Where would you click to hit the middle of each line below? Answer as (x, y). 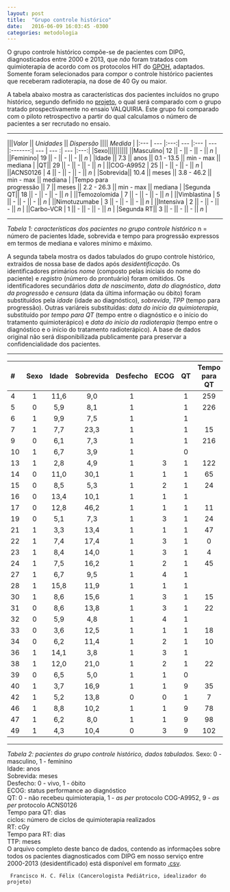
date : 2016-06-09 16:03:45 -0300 (58, 26)
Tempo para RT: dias (36, 834)
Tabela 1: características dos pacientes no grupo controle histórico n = (107, 229)
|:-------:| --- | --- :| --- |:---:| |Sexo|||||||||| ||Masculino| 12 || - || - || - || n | (112, 151)
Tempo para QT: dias (37, 812)
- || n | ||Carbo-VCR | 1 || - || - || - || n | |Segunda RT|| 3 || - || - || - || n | (107, 209)
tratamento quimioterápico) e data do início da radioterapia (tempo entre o (113, 322)
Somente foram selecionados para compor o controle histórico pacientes (110, 74)
